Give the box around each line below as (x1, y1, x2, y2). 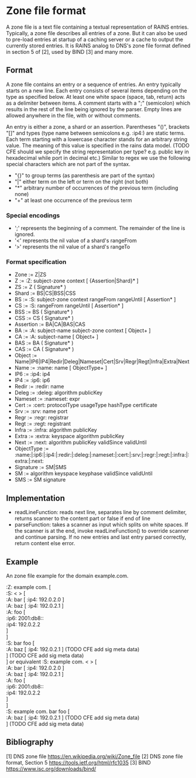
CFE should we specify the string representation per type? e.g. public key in (6, 148, 189, 155)
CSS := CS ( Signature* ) (14, 315, 74, 322)
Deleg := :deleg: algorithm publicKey (14, 389, 103, 396)
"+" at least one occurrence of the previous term (14, 197, 132, 204)
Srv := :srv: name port (14, 408, 68, 415)
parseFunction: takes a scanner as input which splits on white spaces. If (14, 521, 188, 528)
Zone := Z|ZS (14, 271, 47, 278)
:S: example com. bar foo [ (6, 708, 70, 715)
